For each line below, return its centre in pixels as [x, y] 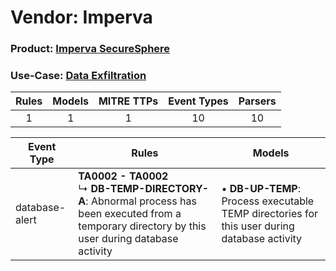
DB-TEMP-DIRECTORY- [150, 189]
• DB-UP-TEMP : [261, 189]
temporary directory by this [142, 226]
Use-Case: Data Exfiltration [78, 76]
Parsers [257, 101]
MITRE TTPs [128, 101]
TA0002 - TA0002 [123, 176]
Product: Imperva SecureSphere [90, 49]
